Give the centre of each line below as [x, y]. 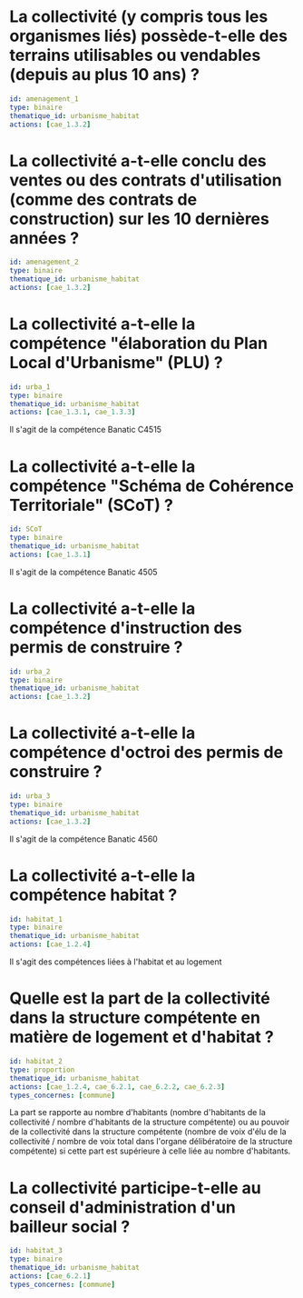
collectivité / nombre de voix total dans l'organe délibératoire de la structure [151, 1142]
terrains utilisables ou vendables [135, 55]
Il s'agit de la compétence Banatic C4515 [85, 430]
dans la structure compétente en [135, 1018]
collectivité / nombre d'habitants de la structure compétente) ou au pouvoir [150, 1122]
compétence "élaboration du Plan [139, 344]
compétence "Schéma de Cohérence [152, 486]
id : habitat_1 [36, 919]
